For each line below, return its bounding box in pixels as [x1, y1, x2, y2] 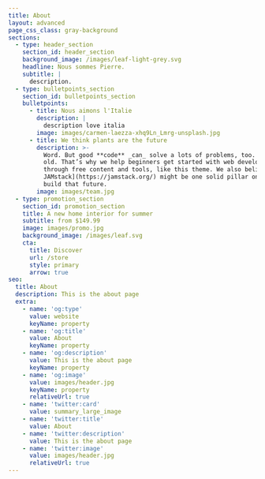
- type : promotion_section [15, 195, 104, 203]
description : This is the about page [15, 290, 140, 298]
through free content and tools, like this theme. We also [43, 166, 242, 174]
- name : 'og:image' [22, 371, 87, 379]
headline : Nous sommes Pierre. [22, 63, 125, 71]
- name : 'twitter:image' [22, 444, 104, 452]
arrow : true [28, 268, 69, 276]
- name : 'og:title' [22, 327, 87, 335]
